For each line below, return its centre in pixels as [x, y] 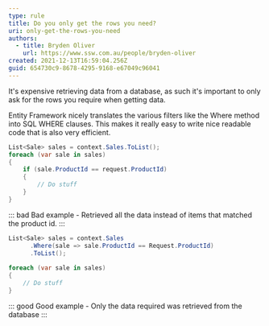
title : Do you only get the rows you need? [83, 23]
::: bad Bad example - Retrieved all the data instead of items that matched [130, 215]
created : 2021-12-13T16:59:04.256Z [68, 61]
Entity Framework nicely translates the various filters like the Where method [134, 115]
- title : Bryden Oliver [55, 46]
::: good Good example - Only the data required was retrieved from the [126, 306]
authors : [23, 38]
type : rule [27, 16]
